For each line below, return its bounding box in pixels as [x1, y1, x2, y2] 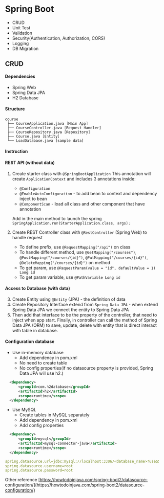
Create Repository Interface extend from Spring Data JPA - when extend [12, 301, 158, 307]
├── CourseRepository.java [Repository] [7, 130, 91, 135]
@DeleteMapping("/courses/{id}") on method [19, 259, 111, 265]
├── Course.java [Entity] [7, 134, 60, 139]
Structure [5, 106, 25, 112]
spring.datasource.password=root [5, 468, 73, 473]
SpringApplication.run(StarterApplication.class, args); [12, 221, 131, 226]
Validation [12, 30, 33, 36]
